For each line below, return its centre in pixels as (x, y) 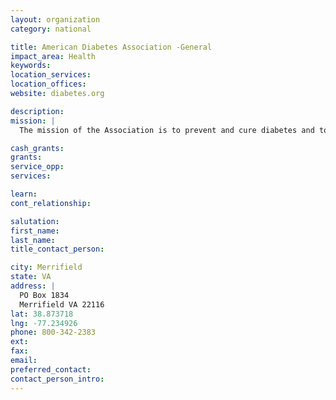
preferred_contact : (51, 369)
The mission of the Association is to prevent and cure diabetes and (167, 130)
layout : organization (55, 19)
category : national (51, 29)
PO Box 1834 (44, 295)
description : (37, 111)
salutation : (35, 221)
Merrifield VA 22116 (62, 304)
